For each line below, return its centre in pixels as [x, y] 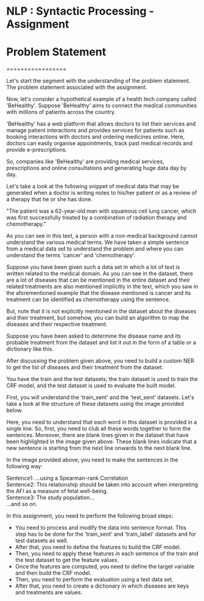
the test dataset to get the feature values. [67, 560]
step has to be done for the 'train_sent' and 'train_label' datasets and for [106, 534]
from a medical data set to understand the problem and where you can [95, 249]
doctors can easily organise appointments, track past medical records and [100, 143]
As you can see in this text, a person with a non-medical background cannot [102, 236]
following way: [24, 466]
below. [15, 410]
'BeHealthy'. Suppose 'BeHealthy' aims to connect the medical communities [102, 105]
